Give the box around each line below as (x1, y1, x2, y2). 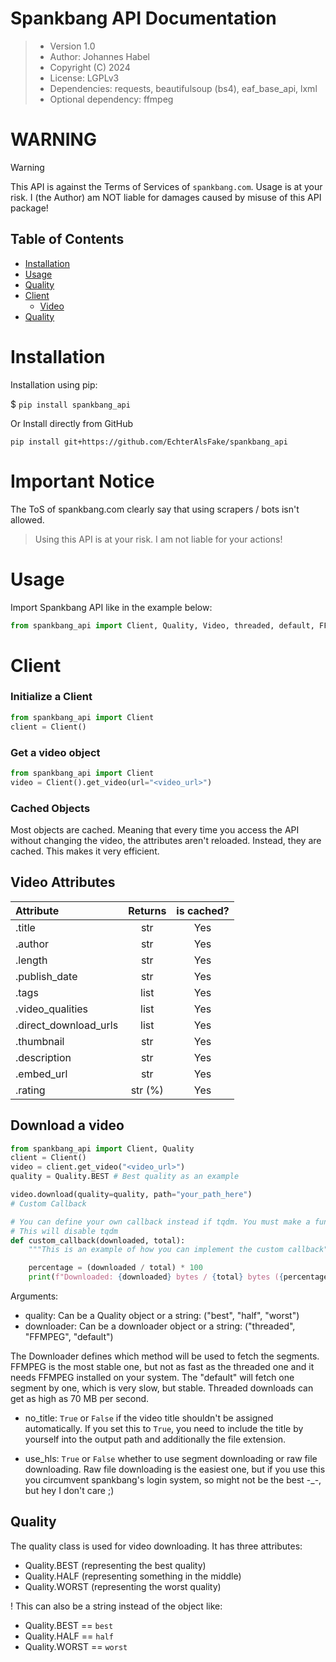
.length (15, 953, 48, 967)
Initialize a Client (10, 690, 93, 704)
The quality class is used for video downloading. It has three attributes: (10, 1540, 303, 1552)
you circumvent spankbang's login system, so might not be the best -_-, (24, 1474, 322, 1486)
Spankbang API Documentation (10, 7, 277, 30)
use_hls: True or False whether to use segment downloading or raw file (24, 1453, 318, 1465)
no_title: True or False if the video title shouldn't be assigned (24, 1412, 274, 1424)
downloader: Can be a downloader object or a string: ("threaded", (24, 1320, 296, 1332)
